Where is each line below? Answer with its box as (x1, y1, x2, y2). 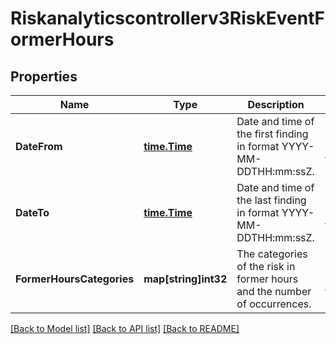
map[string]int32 (143, 272, 228, 286)
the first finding (236, 127, 309, 141)
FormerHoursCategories (15, 272, 135, 286)
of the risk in (236, 260, 296, 273)
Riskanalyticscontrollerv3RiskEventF (10, 7, 325, 30)
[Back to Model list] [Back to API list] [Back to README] (10, 323, 240, 334)
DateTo (15, 206, 50, 219)
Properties (10, 68, 78, 85)
